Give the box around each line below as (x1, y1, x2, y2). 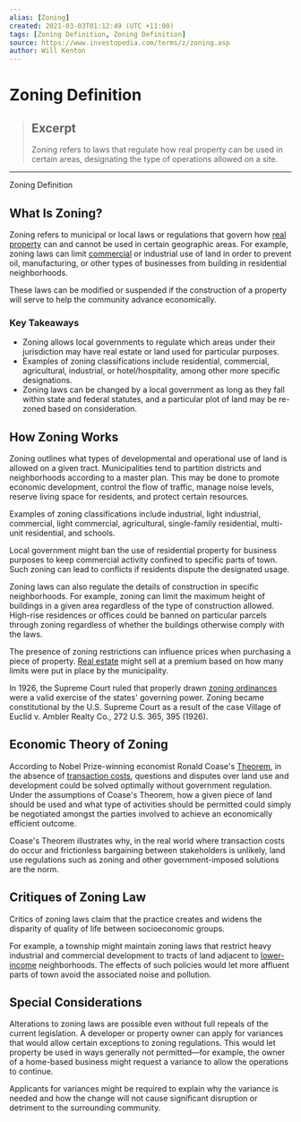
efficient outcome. (9, 818, 77, 828)
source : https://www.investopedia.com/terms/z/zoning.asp (9, 38, 230, 47)
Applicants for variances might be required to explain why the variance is (9, 1083, 279, 1094)
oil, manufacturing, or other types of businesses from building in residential (9, 257, 287, 269)
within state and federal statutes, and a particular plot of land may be (21, 394, 278, 405)
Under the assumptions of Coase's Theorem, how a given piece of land (9, 789, 273, 800)
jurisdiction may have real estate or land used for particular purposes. (21, 347, 280, 357)
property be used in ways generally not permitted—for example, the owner (9, 1047, 285, 1058)
